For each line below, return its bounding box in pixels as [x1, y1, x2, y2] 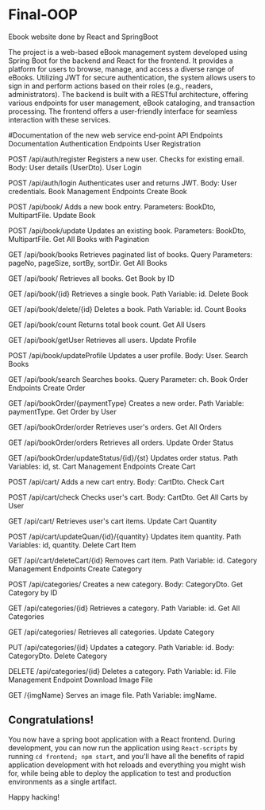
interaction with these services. [8, 115, 111, 124]
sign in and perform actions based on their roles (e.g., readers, [8, 81, 213, 91]
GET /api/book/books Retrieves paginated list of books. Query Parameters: [8, 249, 253, 259]
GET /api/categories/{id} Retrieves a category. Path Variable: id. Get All [8, 603, 240, 613]
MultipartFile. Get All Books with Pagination [8, 234, 149, 243]
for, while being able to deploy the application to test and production [8, 768, 232, 777]
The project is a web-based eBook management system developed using [8, 47, 248, 56]
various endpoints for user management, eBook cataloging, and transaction [8, 98, 255, 107]
